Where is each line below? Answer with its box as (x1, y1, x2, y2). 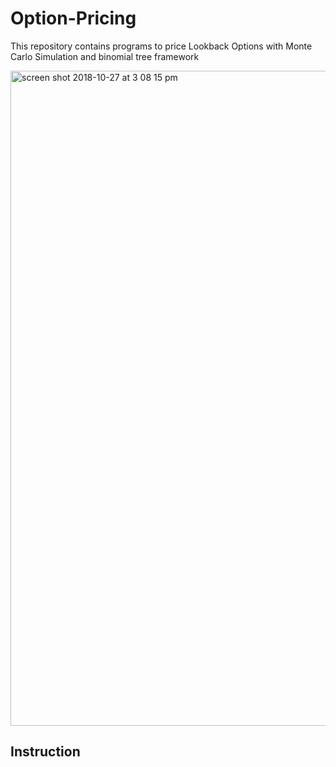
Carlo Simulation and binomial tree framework (10, 50, 200, 62)
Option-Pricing (10, 7, 137, 30)
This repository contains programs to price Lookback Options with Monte (10, 40, 313, 52)
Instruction (10, 743, 81, 761)
